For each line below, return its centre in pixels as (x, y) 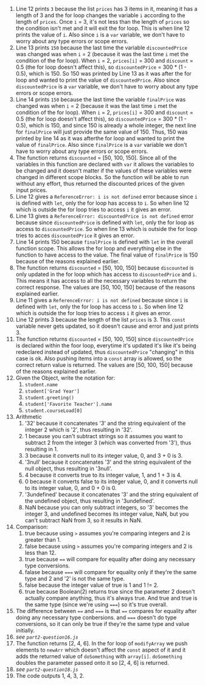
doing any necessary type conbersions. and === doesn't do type (96, 617)
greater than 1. (43, 540)
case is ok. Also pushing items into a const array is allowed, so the (99, 358)
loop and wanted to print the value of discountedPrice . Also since (98, 80)
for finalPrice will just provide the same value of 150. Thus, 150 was (102, 132)
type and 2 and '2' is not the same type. (75, 579)
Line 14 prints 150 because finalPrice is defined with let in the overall (104, 242)
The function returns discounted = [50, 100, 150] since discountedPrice (105, 339)
